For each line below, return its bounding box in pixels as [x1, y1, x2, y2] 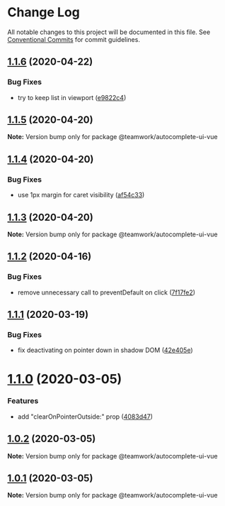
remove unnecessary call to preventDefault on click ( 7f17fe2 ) [17, 288, 196, 297]
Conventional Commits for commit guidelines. [7, 35, 140, 43]
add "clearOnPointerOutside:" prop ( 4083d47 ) [17, 412, 154, 421]
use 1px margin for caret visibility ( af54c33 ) [17, 191, 145, 199]
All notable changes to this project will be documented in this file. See [7, 28, 211, 36]
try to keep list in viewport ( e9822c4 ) [17, 93, 127, 101]
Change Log [7, 4, 80, 21]
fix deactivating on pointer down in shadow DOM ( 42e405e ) [17, 346, 193, 355]
